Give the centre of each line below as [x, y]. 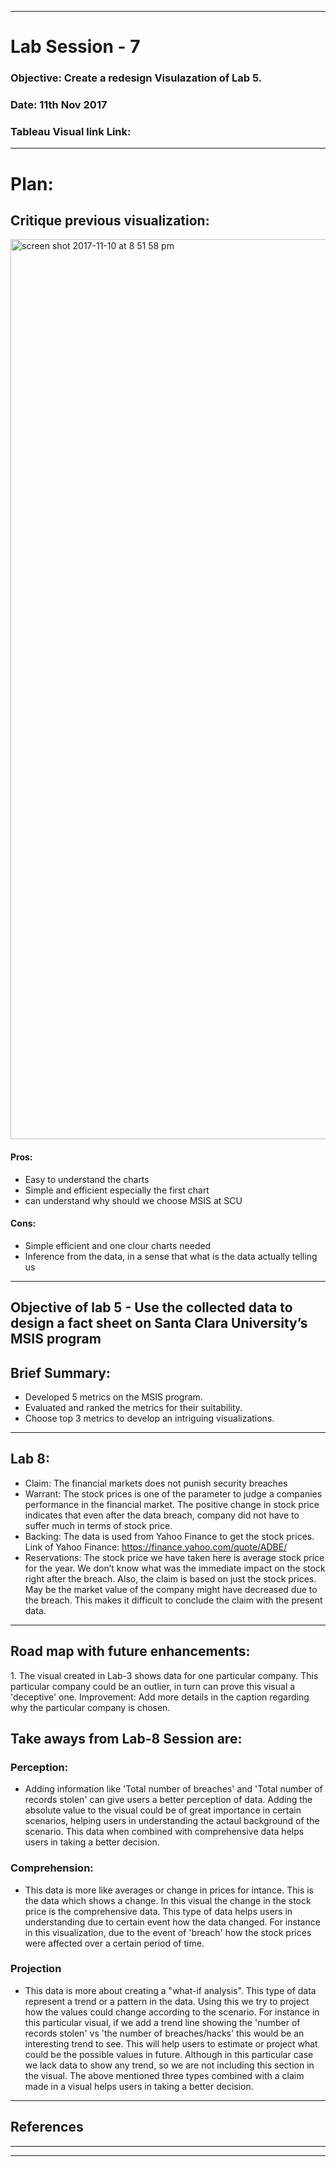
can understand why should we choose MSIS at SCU [133, 1200]
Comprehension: [52, 1868]
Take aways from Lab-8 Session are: [126, 1738]
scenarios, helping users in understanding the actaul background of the [172, 1821]
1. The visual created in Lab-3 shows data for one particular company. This [164, 1675]
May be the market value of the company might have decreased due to [171, 1589]
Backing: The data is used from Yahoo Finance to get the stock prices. [169, 1536]
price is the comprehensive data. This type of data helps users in [158, 1911]
